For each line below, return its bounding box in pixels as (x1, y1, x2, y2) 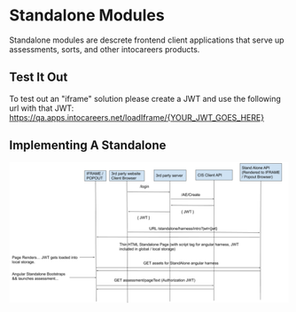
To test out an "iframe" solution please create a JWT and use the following (9, 93, 282, 104)
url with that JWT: (9, 103, 74, 113)
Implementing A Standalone (9, 138, 167, 153)
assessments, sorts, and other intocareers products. (9, 43, 200, 54)
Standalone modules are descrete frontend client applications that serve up (9, 35, 285, 45)
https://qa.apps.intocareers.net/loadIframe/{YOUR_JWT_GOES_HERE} (9, 112, 264, 122)
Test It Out (9, 70, 68, 85)
